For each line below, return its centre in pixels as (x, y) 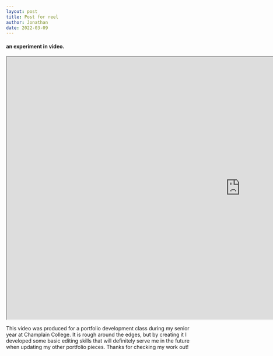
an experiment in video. (35, 46)
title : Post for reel (32, 17)
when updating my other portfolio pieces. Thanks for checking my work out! (97, 347)
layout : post (22, 11)
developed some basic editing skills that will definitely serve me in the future (98, 341)
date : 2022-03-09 (27, 28)
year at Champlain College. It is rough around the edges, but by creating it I (96, 335)
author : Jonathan (27, 22)
